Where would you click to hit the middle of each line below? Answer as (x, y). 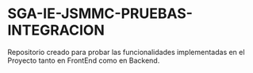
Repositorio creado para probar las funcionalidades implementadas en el (126, 52)
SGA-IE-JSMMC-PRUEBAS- (100, 14)
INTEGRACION (56, 30)
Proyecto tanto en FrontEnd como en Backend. (84, 60)
